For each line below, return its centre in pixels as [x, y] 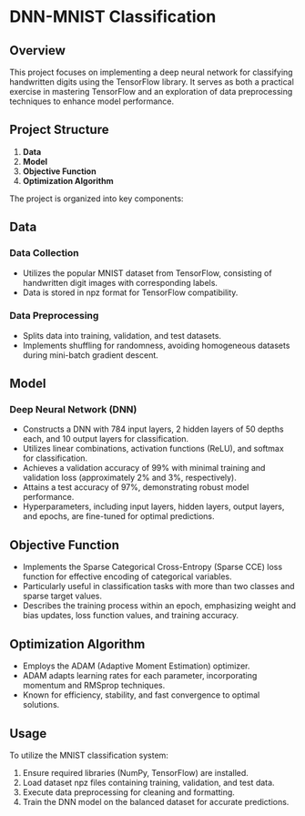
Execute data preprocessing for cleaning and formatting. [128, 792]
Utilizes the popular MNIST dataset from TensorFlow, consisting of [147, 273]
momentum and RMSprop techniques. [94, 686]
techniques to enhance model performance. [92, 101]
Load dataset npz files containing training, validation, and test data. [148, 782]
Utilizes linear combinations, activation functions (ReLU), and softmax [153, 449]
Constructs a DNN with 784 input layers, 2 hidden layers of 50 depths [153, 429]
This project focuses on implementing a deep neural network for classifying [151, 72]
